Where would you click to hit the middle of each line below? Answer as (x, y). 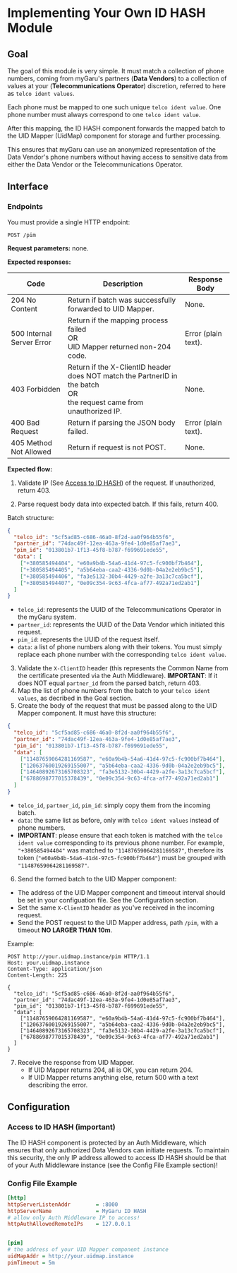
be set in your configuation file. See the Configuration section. (108, 900)
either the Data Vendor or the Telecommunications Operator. (95, 164)
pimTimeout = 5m (31, 1262)
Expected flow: (30, 469)
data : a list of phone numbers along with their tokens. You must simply (120, 647)
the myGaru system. (47, 617)
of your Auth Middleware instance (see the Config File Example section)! (113, 1165)
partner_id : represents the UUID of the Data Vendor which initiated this (121, 625)
